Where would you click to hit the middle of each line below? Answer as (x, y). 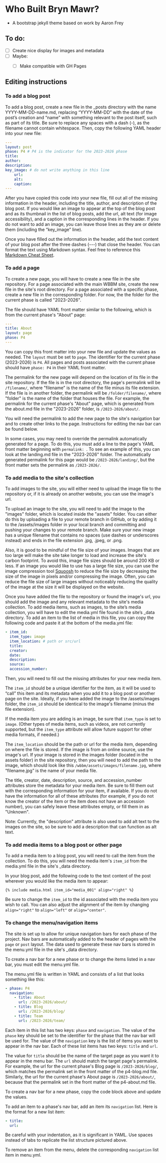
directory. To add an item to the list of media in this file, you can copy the (80, 618)
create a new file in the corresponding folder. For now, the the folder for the (82, 294)
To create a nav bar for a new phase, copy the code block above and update (83, 1092)
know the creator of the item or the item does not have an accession (75, 801)
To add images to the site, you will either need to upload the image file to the (83, 489)
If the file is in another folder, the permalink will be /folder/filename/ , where (83, 393)
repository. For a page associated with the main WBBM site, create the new (82, 284)
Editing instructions (36, 82)
